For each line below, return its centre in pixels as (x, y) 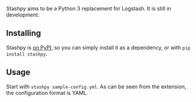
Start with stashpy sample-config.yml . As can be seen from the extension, (96, 86)
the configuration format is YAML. (47, 93)
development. (23, 15)
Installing (24, 33)
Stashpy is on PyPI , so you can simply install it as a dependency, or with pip (98, 47)
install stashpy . (27, 54)
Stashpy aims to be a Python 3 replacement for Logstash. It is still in (89, 9)
